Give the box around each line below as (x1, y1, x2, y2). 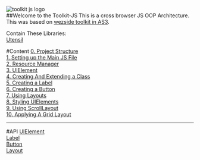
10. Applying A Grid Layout (6, 111, 71, 118)
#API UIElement (6, 128, 45, 135)
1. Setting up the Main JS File (6, 54, 77, 61)
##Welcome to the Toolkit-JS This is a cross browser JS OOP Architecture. (6, 12, 190, 19)
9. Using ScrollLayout (6, 105, 58, 111)
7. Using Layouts (6, 92, 46, 99)
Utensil (6, 36, 24, 43)
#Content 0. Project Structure (6, 48, 79, 55)
